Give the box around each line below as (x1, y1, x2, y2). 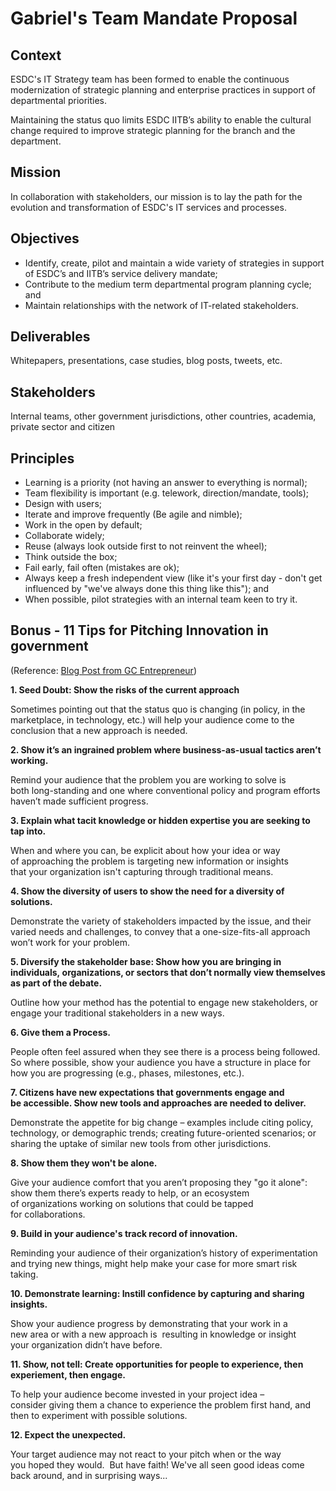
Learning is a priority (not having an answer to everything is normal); (24, 477, 308, 489)
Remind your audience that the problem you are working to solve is (10, 773, 287, 786)
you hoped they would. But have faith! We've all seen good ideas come (10, 1458, 305, 1471)
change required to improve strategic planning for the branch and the (10, 125, 296, 136)
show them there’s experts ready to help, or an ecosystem (10, 1187, 250, 1199)
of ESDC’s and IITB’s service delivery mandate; (24, 267, 218, 279)
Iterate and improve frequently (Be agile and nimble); (24, 508, 243, 521)
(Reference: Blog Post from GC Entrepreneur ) (10, 664, 198, 676)
